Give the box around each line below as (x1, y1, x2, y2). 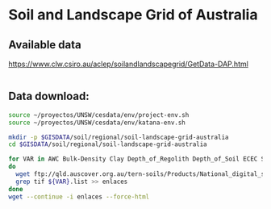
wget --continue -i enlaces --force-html (8, 192, 150, 201)
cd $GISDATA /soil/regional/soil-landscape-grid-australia (8, 140, 207, 148)
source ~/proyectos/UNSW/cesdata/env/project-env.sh (8, 111, 190, 119)
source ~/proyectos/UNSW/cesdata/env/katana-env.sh (8, 119, 186, 127)
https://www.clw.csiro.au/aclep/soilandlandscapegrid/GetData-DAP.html (8, 59, 248, 69)
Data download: (8, 90, 90, 103)
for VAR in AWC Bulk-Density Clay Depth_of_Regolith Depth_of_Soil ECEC (8, 155, 258, 163)
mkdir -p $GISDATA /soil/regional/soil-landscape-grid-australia (8, 133, 229, 141)
